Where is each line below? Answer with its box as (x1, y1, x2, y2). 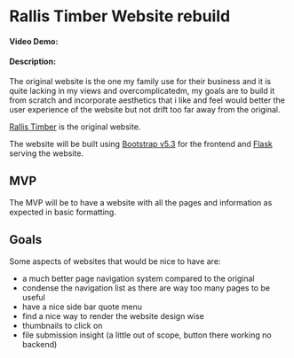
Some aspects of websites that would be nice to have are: (9, 255, 221, 267)
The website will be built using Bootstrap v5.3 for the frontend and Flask (9, 138, 274, 149)
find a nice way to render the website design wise (21, 310, 204, 321)
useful (21, 292, 46, 302)
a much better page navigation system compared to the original (21, 273, 255, 284)
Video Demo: (9, 35, 59, 46)
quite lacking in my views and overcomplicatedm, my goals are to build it (9, 85, 275, 96)
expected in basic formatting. (9, 206, 117, 217)
